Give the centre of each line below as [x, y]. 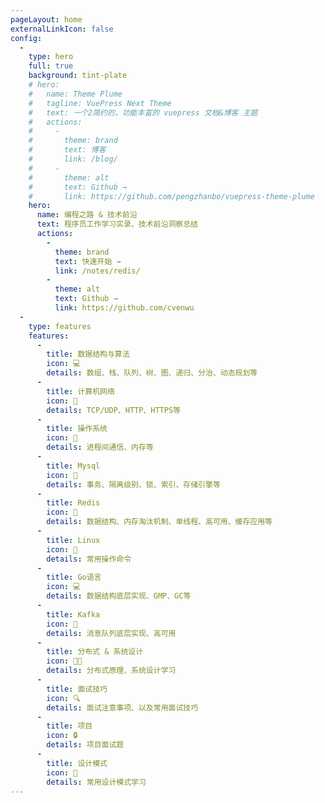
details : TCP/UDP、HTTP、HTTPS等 [113, 410]
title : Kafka [73, 614]
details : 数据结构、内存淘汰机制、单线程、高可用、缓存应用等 [159, 522]
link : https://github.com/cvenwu [124, 308]
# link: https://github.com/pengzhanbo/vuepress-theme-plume [171, 196]
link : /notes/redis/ [97, 271]
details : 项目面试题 [85, 745]
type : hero [51, 57]
